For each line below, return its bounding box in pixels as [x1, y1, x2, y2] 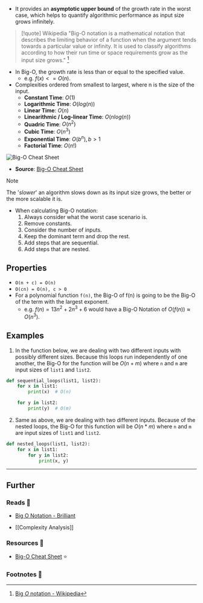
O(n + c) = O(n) [14, 280, 56, 286]
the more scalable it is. [6, 195, 63, 202]
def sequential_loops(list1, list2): [6, 377, 101, 383]
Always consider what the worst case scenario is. [24, 213, 148, 220]
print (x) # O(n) [28, 389, 71, 395]
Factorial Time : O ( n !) [24, 142, 77, 149]
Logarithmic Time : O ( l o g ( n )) [24, 100, 95, 108]
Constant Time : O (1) [24, 94, 76, 101]
